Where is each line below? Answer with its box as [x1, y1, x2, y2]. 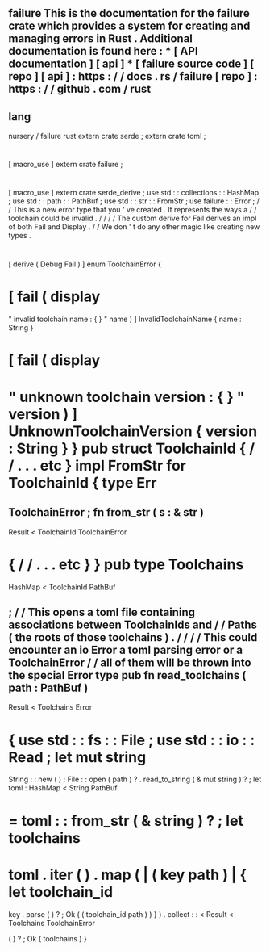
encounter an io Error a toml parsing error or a [8, 643, 243, 657]
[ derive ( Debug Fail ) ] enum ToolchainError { [8, 259, 161, 269]
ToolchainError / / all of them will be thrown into [8, 656, 251, 670]
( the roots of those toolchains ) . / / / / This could [8, 631, 258, 644]
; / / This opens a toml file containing [8, 605, 196, 619]
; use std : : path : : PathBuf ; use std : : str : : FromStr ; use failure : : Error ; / [8, 196, 260, 206]
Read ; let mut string [8, 748, 147, 766]
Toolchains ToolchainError [8, 918, 95, 928]
